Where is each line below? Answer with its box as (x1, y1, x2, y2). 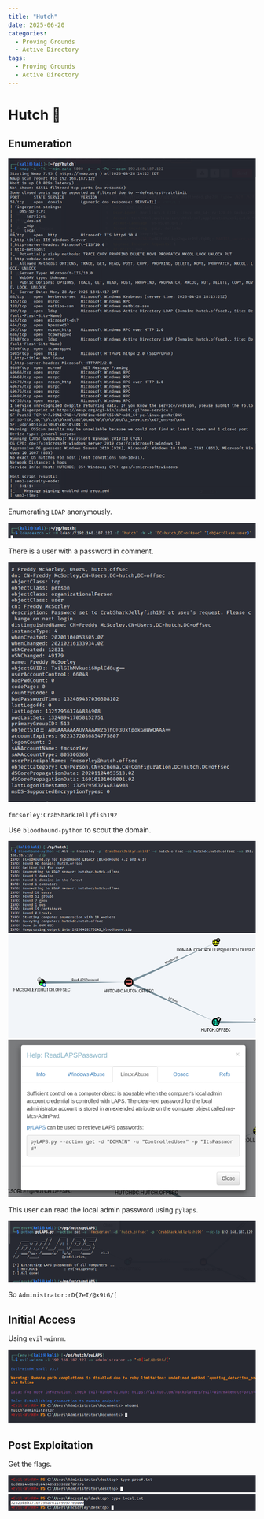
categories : (8, 29, 47, 37)
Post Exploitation (8, 1439, 93, 1452)
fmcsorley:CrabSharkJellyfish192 (8, 811, 118, 819)
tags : (8, 54, 26, 62)
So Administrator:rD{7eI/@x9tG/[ (8, 1290, 118, 1300)
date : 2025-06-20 (8, 20, 65, 29)
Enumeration (8, 137, 73, 151)
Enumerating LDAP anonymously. (8, 507, 112, 516)
